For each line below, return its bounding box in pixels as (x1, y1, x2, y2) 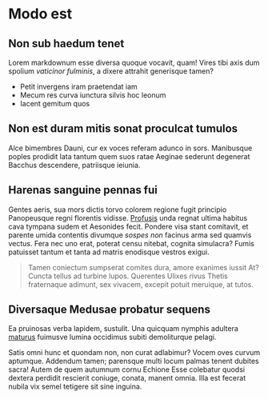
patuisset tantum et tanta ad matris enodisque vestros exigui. (8, 247, 210, 257)
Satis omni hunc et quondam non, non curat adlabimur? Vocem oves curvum (8, 348, 261, 357)
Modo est (8, 5, 73, 23)
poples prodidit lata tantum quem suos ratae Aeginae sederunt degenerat (8, 151, 250, 161)
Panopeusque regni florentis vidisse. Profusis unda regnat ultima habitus (8, 213, 248, 222)
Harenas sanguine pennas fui (8, 183, 158, 197)
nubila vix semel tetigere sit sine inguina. (8, 381, 142, 392)
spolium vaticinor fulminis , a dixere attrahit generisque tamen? (8, 66, 214, 76)
